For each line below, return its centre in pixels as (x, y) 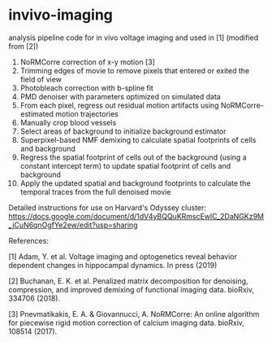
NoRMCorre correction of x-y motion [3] (88, 62)
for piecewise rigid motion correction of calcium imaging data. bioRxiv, (127, 323)
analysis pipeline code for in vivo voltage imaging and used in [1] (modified (134, 37)
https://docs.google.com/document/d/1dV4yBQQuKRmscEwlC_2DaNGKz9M (136, 216)
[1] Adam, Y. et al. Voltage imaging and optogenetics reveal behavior (123, 256)
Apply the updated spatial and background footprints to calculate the (135, 183)
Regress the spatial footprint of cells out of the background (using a (133, 157)
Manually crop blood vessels (68, 122)
